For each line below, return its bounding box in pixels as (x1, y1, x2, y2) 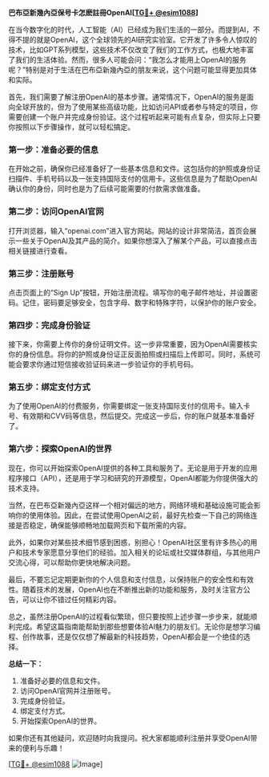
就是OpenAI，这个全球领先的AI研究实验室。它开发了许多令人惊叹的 (35, 35, 258, 44)
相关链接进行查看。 (8, 246, 72, 255)
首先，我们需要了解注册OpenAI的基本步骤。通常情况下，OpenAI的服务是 (8, 92, 247, 101)
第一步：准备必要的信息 (8, 144, 98, 155)
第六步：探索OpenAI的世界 (8, 443, 112, 454)
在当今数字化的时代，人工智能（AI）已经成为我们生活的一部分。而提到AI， (8, 25, 254, 35)
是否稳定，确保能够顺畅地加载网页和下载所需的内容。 (14, 520, 191, 530)
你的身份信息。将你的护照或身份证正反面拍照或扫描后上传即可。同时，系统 (8, 349, 254, 360)
